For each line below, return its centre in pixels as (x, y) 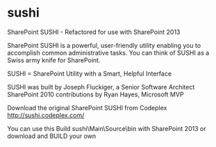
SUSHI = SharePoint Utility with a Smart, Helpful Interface (90, 73)
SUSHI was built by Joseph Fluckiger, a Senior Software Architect (101, 87)
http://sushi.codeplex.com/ (46, 115)
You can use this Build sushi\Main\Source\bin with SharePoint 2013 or (107, 128)
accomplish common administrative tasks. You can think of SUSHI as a (108, 53)
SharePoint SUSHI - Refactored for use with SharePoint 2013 (94, 32)
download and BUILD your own (52, 136)
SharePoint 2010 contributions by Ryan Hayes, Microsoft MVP (95, 94)
